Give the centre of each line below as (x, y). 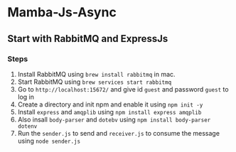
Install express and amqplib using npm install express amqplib (109, 112)
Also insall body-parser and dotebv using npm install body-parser (114, 119)
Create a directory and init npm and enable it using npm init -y (110, 104)
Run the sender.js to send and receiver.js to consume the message (119, 133)
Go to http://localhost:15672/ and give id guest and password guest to (123, 89)
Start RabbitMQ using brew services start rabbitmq (95, 82)
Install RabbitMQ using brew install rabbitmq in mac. (96, 74)
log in (26, 97)
